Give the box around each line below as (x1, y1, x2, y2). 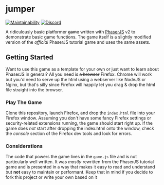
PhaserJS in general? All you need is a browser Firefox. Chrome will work (5, 71, 152, 77)
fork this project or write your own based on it (5, 174, 97, 180)
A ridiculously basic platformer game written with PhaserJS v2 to (5, 29, 136, 34)
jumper (5, 3, 36, 15)
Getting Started (5, 53, 54, 62)
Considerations (5, 142, 43, 149)
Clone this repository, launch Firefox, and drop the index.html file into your (5, 110, 155, 116)
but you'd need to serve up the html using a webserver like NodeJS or (5, 76, 146, 82)
